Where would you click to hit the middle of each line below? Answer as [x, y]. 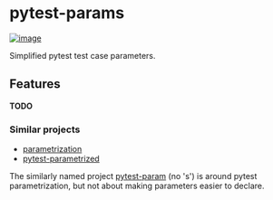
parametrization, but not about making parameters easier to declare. [137, 186]
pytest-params [67, 13]
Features [35, 84]
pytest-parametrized [61, 159]
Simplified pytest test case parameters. [83, 55]
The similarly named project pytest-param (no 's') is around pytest [133, 176]
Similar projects [45, 129]
